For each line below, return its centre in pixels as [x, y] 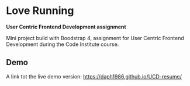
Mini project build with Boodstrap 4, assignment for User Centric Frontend [95, 38]
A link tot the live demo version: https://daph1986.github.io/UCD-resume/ [94, 76]
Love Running [40, 11]
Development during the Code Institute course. [63, 44]
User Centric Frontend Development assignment [66, 27]
